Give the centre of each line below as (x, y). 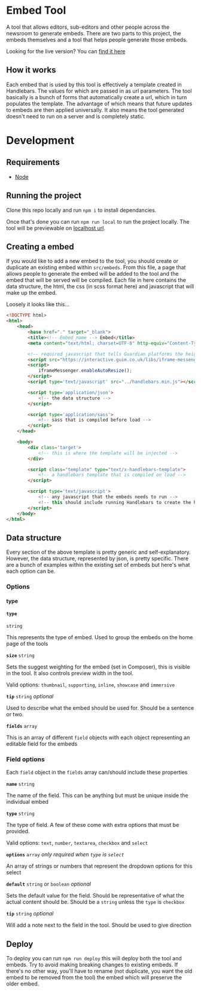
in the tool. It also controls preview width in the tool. (70, 673)
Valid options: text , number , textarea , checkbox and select (77, 843)
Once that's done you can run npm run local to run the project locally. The (98, 221)
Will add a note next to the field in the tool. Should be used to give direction (99, 925)
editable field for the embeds (42, 744)
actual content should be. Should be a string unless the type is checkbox (95, 902)
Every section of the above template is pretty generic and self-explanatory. (99, 552)
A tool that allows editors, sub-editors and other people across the (88, 27)
